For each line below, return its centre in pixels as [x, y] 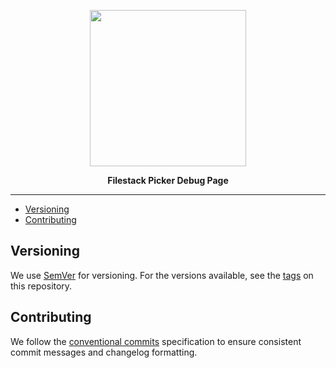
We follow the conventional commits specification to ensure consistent [156, 341]
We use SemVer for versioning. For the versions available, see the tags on [162, 275]
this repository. [41, 286]
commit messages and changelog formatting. [104, 352]
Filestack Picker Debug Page [168, 180]
